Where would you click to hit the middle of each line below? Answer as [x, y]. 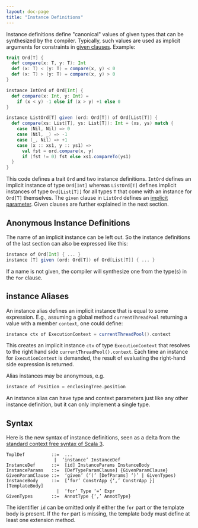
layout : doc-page [28, 12]
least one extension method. [41, 520]
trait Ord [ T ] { [25, 58]
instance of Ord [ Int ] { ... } [44, 254]
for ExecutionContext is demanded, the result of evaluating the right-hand [96, 358]
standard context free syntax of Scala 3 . [55, 444]
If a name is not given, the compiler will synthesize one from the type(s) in [97, 271]
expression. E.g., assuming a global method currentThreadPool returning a [97, 317]
